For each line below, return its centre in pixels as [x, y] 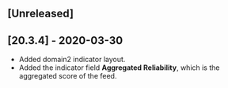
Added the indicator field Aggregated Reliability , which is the [119, 68]
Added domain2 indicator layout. [72, 60]
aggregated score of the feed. [68, 76]
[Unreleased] [41, 14]
